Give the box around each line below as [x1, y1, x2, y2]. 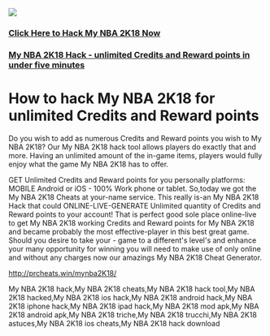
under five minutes [8, 59, 85, 71]
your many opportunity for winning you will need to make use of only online [8, 243, 262, 253]
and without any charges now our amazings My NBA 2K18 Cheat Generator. [8, 252, 263, 262]
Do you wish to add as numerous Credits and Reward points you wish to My [8, 133, 262, 143]
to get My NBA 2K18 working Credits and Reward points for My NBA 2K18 [8, 218, 255, 227]
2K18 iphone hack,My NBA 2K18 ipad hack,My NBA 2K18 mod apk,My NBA [8, 301, 259, 311]
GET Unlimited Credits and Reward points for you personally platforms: [8, 174, 246, 184]
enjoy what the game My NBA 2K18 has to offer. [8, 159, 169, 169]
